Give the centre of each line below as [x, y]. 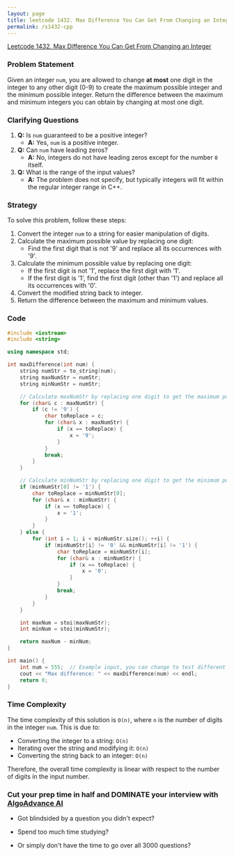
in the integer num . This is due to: [54, 727]
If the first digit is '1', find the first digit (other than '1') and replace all [125, 278]
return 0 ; [34, 680]
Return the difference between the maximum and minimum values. [113, 300]
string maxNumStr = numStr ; [60, 377]
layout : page [26, 14]
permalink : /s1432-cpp [40, 26]
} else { [32, 533]
